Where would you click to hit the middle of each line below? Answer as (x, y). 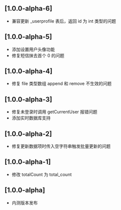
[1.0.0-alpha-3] (28, 99)
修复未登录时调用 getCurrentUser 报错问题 (54, 112)
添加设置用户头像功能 (33, 49)
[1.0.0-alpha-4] (28, 71)
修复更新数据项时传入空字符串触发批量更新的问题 (61, 146)
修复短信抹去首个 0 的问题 (38, 55)
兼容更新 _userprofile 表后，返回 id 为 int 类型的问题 (64, 21)
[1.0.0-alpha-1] (28, 162)
